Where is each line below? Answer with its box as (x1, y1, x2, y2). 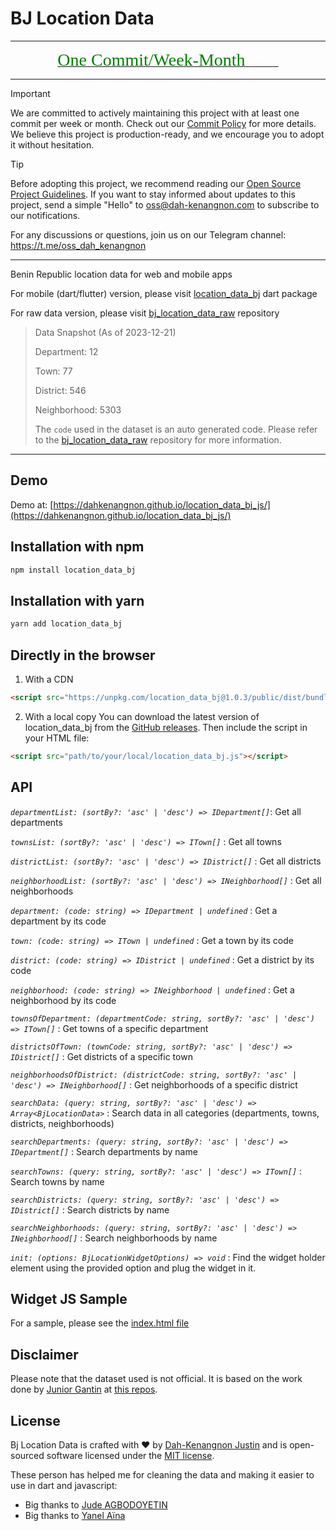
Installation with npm (10, 538, 145, 556)
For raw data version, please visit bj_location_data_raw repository (10, 307, 280, 319)
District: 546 (34, 384, 87, 396)
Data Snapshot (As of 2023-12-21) (34, 326, 177, 338)
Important (10, 87, 51, 99)
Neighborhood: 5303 (34, 403, 122, 416)
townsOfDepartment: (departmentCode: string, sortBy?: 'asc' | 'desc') (10, 1013, 315, 1024)
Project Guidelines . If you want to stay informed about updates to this (10, 188, 296, 200)
